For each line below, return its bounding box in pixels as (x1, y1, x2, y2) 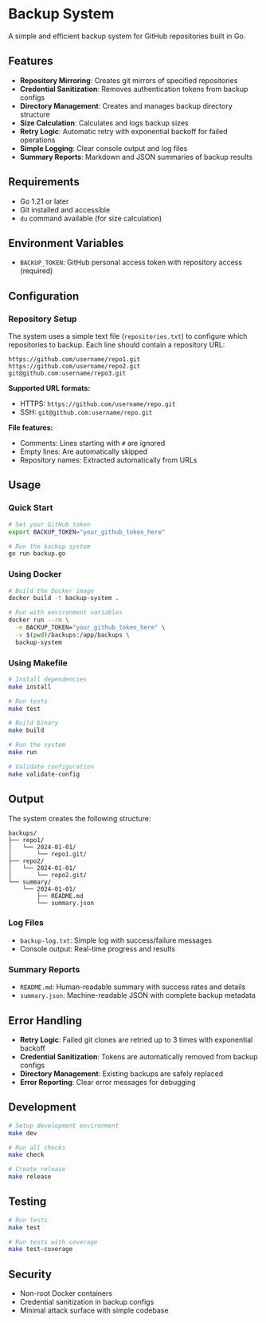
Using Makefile (8, 657, 68, 668)
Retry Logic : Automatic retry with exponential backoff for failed (19, 126, 228, 136)
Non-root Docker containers (19, 1289, 113, 1298)
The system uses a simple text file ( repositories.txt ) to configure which (8, 332, 248, 341)
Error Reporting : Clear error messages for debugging (19, 1077, 197, 1087)
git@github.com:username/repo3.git (8, 369, 127, 378)
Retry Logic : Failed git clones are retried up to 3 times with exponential (19, 1035, 253, 1044)
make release (8, 1173, 52, 1181)
